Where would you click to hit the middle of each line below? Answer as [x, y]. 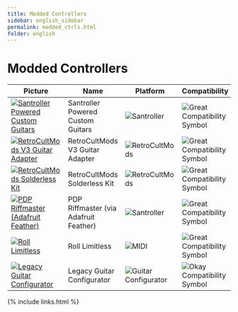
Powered [83, 112]
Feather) [82, 226]
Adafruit [81, 217]
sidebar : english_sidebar [45, 21]
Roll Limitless [90, 246]
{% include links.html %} [43, 302]
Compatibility [205, 91]
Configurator [89, 280]
